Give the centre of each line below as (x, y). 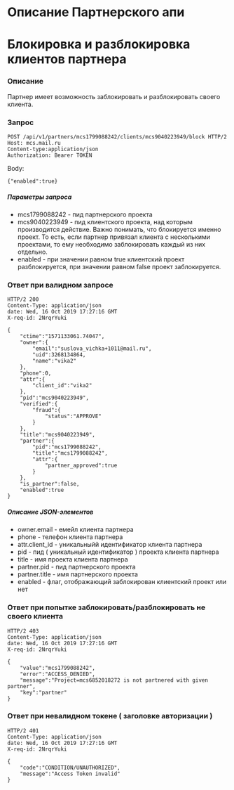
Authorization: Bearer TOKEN (50, 155)
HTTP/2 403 (23, 631)
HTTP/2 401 (23, 731)
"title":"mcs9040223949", (58, 435)
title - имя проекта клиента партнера (73, 559)
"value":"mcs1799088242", (58, 668)
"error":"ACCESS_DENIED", (58, 674)
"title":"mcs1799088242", (70, 453)
